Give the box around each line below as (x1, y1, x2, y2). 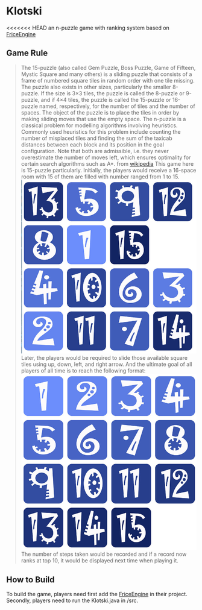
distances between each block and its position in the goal (21, 140, 165, 148)
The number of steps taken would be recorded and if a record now (21, 550, 187, 558)
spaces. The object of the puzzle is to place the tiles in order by (21, 108, 180, 116)
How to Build (6, 574, 55, 585)
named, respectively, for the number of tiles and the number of (39, 102, 195, 110)
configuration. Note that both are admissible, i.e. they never (21, 147, 169, 154)
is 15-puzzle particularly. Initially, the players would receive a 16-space (21, 166, 197, 174)
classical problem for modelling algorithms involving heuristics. (21, 122, 178, 129)
